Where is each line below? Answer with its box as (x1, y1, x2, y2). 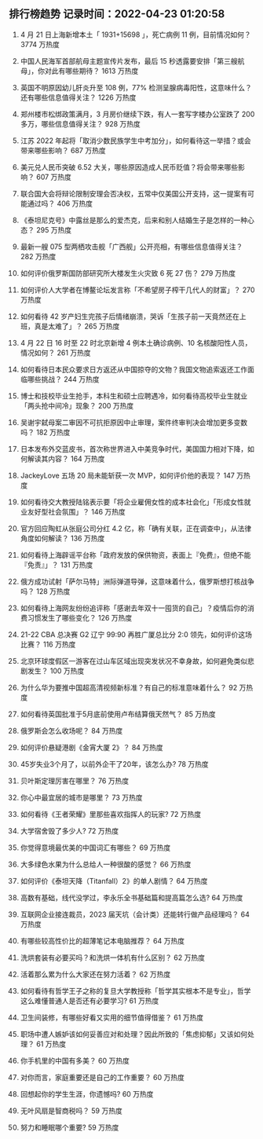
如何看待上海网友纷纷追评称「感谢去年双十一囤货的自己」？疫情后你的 (20, 603, 248, 613)
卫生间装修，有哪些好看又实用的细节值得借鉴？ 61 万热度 (20, 1013, 204, 1022)
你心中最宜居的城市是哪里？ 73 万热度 (20, 793, 144, 802)
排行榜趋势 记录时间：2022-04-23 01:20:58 (9, 7, 225, 21)
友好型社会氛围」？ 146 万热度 (27, 507, 126, 516)
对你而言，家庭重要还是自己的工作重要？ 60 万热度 (20, 1072, 185, 1082)
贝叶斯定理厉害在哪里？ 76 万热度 (20, 776, 130, 786)
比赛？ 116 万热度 (20, 639, 76, 649)
